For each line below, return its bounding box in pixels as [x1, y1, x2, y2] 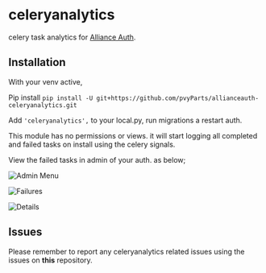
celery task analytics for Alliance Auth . [8, 32, 136, 42]
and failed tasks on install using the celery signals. [8, 139, 176, 149]
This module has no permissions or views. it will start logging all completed [8, 130, 258, 140]
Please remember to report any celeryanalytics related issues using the [8, 246, 245, 256]
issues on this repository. [8, 255, 93, 265]
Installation [8, 56, 66, 69]
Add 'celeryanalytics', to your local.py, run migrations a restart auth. [8, 115, 243, 125]
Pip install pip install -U [8, 93, 94, 102]
